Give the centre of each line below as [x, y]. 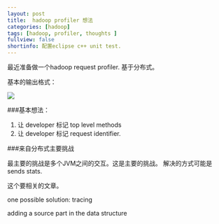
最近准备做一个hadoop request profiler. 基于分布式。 [83, 67]
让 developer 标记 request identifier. [69, 133]
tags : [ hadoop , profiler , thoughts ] [62, 33]
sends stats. [25, 171]
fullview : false [31, 40]
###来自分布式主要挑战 [41, 148]
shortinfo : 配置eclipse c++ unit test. [64, 46]
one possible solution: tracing [50, 199]
